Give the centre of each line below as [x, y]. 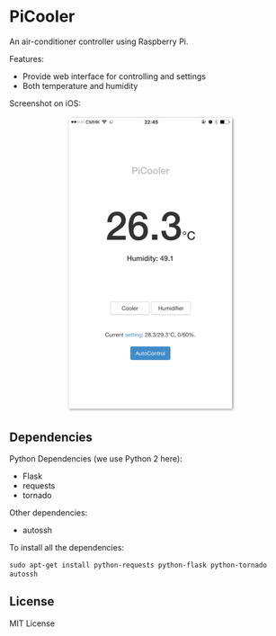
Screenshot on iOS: [45, 103]
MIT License [32, 623]
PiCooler [42, 17]
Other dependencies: [49, 512]
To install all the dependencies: [67, 547]
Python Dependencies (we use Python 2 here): [96, 458]
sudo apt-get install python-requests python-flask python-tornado [138, 565]
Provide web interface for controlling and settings [114, 76]
